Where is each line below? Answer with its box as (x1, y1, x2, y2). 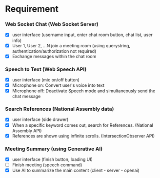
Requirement (5, 3, 59, 15)
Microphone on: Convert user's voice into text (12, 82, 105, 88)
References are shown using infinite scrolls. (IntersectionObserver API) (12, 133, 155, 138)
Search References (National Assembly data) (5, 106, 114, 113)
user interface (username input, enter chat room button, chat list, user (12, 32, 153, 38)
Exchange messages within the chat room (12, 53, 97, 59)
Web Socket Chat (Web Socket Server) (5, 21, 99, 28)
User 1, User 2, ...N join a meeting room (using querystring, (12, 42, 131, 48)
